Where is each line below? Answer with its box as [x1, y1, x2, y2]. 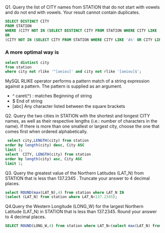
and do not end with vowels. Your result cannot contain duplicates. [5, 9, 140, 15]
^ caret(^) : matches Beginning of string [12, 93, 92, 99]
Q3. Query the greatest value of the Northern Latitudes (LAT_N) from [5, 170, 144, 176]
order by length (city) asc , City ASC [5, 156, 82, 162]
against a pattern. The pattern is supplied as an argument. [5, 83, 123, 89]
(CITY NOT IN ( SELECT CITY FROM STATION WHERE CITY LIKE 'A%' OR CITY [5, 37, 153, 42]
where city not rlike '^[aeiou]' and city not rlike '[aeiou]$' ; [5, 69, 141, 74]
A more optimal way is [5, 49, 59, 56]
